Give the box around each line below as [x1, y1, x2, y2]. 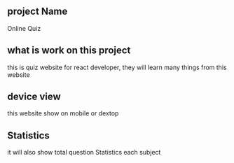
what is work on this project [7, 45, 131, 57]
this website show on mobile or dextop [7, 109, 119, 118]
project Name [7, 6, 68, 17]
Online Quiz [7, 24, 41, 32]
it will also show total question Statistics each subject [7, 148, 161, 157]
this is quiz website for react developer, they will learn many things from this [7, 63, 227, 71]
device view [7, 91, 61, 103]
